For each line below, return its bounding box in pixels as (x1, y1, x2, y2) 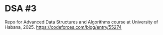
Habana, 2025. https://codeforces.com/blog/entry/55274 (4, 24, 122, 30)
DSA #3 (4, 3, 37, 14)
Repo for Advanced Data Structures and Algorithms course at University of (4, 19, 158, 25)
